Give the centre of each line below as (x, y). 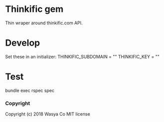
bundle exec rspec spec (30, 90)
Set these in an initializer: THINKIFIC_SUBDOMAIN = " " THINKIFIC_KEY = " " (82, 57)
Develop (23, 43)
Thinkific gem (34, 9)
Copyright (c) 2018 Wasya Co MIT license (48, 114)
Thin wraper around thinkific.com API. (44, 23)
